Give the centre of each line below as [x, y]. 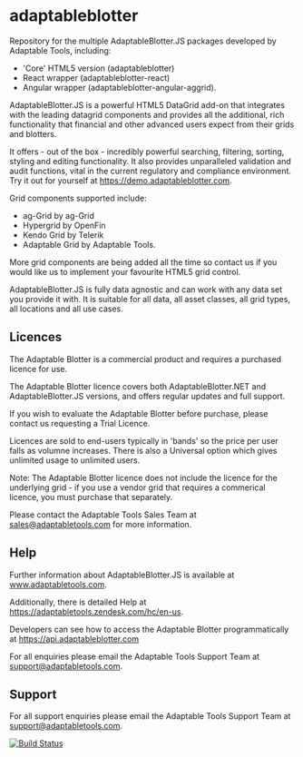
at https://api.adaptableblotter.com [74, 639]
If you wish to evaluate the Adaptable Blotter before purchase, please [139, 413]
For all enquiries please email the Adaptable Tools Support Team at [135, 656]
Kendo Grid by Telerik [63, 235]
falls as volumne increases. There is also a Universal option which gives [143, 450]
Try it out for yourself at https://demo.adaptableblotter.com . [121, 180]
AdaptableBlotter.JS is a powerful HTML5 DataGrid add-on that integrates [147, 104]
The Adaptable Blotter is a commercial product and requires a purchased [146, 359]
